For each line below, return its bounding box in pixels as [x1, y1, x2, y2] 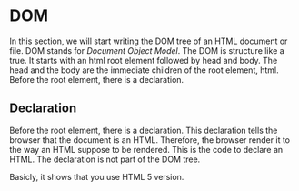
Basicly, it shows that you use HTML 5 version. [9, 171, 184, 182]
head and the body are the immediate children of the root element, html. [9, 65, 279, 75]
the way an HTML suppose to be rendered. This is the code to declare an [9, 144, 284, 155]
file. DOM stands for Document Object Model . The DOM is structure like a [9, 45, 284, 55]
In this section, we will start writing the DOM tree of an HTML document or [9, 35, 288, 46]
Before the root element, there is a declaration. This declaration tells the [9, 125, 278, 136]
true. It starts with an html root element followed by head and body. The [9, 55, 278, 65]
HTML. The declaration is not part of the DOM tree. [9, 154, 201, 165]
